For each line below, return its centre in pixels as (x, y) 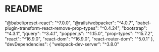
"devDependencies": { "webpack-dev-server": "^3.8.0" (62, 44)
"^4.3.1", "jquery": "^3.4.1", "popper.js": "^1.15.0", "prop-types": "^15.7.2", (79, 33)
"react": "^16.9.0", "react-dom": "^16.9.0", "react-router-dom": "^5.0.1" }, (79, 39)
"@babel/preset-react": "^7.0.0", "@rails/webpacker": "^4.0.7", (69, 23)
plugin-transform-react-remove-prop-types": (52, 28)
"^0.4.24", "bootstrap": (123, 28)
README (24, 9)
